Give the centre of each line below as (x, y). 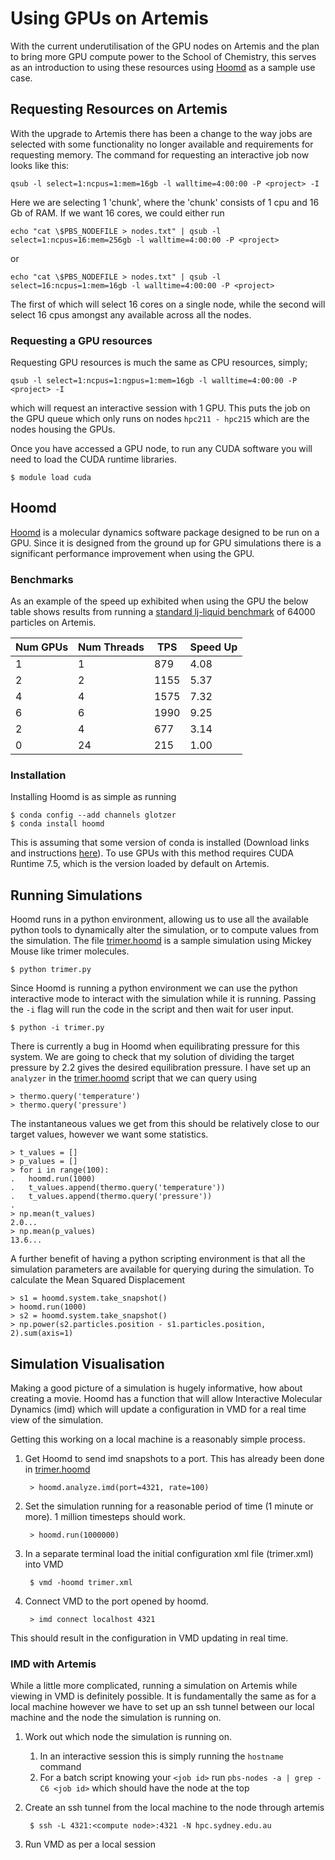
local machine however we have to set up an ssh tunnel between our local (162, 1707)
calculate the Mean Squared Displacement (97, 1280)
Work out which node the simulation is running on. (128, 1737)
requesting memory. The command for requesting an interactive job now (160, 154)
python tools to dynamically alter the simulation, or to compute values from (165, 930)
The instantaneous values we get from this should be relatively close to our (165, 1124)
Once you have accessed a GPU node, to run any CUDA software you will (161, 449)
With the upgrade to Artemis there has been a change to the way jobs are (161, 133)
